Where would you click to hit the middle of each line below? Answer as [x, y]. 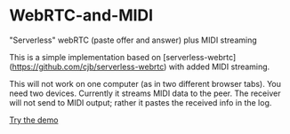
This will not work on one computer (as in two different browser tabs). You [145, 83]
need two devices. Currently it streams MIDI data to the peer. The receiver [145, 93]
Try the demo [34, 120]
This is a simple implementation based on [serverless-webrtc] [123, 57]
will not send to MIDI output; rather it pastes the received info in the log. [141, 102]
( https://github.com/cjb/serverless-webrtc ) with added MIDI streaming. [140, 67]
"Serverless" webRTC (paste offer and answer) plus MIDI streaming [133, 40]
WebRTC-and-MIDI [81, 16]
